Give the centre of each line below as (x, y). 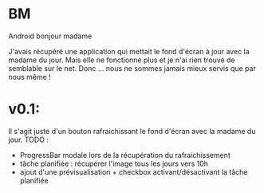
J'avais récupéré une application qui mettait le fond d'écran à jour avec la (129, 51)
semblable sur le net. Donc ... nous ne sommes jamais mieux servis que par (132, 68)
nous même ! (30, 77)
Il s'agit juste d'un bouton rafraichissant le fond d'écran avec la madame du (132, 131)
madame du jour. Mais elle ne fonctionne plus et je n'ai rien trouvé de (122, 60)
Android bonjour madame (50, 36)
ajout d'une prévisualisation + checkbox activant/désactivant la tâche (134, 171)
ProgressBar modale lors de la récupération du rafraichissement (125, 155)
